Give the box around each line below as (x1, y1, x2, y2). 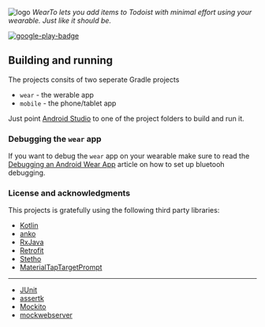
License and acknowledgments (8, 188, 131, 199)
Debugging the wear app (8, 133, 102, 144)
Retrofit (19, 246, 44, 255)
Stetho (19, 255, 42, 264)
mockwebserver (19, 310, 73, 320)
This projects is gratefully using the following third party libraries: (8, 206, 220, 215)
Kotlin (19, 221, 39, 230)
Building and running (8, 54, 113, 67)
